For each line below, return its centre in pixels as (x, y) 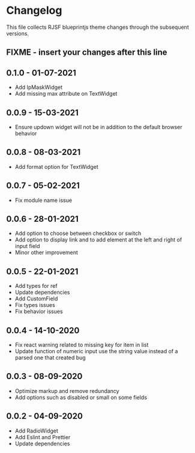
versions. (17, 33)
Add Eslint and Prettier (43, 437)
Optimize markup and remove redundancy (67, 391)
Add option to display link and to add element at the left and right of (98, 240)
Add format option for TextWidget (56, 166)
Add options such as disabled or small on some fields (81, 397)
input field (27, 246)
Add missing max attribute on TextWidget (66, 94)
